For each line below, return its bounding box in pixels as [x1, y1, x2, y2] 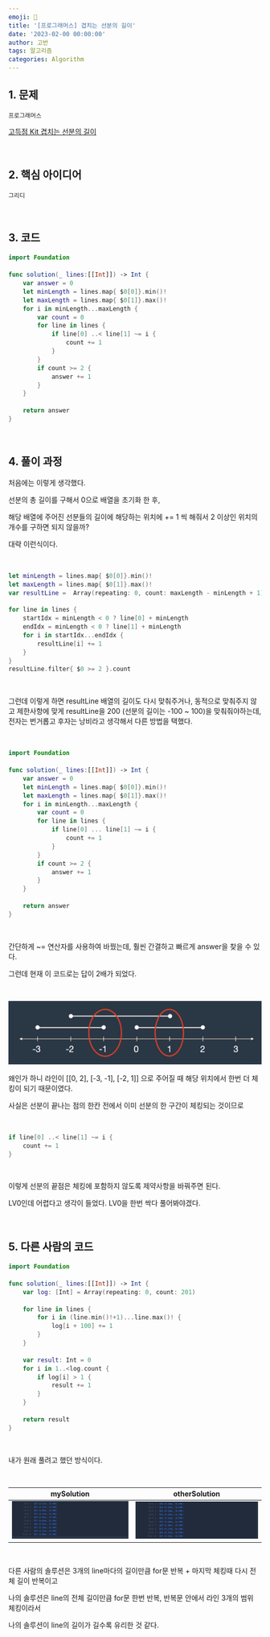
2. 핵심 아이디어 [8, 168, 82, 182]
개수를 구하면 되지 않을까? [8, 522, 90, 531]
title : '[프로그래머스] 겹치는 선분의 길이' [8, 21, 137, 30]
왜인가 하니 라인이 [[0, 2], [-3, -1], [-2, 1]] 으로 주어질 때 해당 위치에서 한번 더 [8, 1073, 251, 1082]
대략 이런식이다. [8, 539, 59, 549]
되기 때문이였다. [22, 1083, 73, 1093]
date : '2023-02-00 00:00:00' [8, 30, 106, 38]
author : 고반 [8, 39, 49, 47]
